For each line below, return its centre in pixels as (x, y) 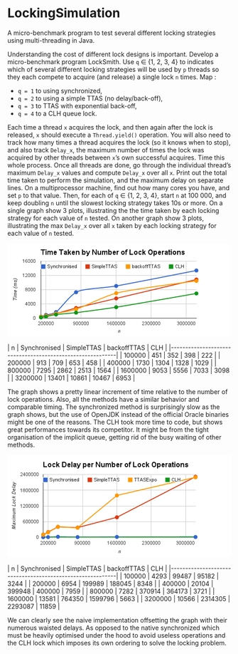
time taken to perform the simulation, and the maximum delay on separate (115, 180)
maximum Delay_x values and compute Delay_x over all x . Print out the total (117, 172)
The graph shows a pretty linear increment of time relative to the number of (118, 391)
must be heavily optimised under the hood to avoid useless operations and (117, 635)
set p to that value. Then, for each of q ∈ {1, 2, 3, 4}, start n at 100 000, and (117, 195)
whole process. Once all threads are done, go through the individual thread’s (119, 165)
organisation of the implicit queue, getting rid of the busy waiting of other (114, 437)
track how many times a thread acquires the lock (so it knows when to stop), (119, 142)
